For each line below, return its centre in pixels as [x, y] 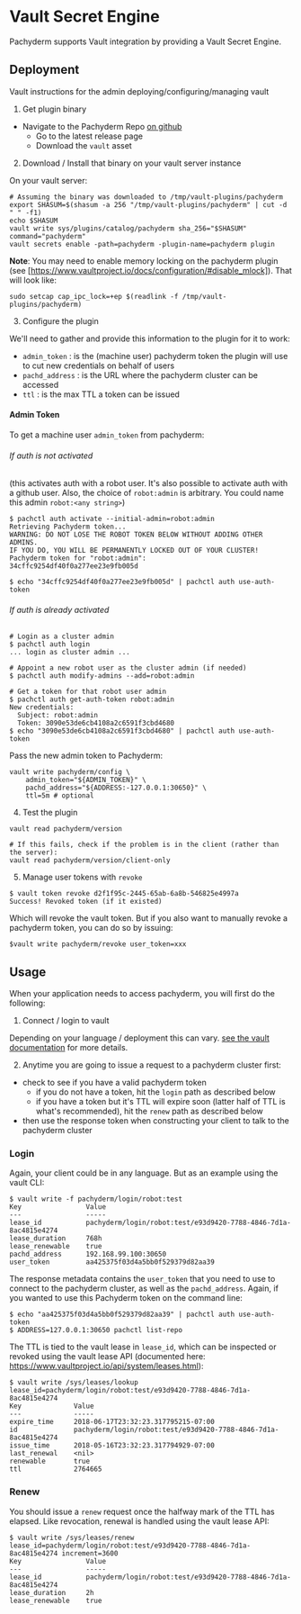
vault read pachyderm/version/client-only [90, 861]
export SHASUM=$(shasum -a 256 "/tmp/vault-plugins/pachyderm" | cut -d [148, 204]
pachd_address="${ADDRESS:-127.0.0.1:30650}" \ [116, 788]
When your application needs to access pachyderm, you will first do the [142, 994]
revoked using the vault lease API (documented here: [107, 1357]
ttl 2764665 [56, 1469]
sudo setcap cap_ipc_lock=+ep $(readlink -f [94, 296]
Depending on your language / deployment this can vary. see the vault [139, 1038]
